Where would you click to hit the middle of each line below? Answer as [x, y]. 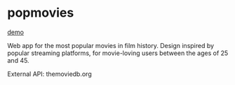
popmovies [41, 13]
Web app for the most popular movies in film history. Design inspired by [111, 45]
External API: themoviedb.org [50, 74]
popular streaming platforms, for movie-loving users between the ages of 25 [118, 53]
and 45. [18, 60]
